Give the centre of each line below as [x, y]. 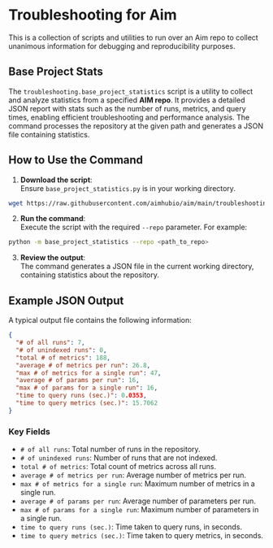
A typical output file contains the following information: [100, 320]
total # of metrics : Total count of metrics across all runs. [118, 467]
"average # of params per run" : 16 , [78, 381]
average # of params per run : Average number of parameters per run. [138, 501]
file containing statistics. [49, 134]
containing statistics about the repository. [90, 275]
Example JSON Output [66, 300]
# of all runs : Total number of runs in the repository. [110, 450]
